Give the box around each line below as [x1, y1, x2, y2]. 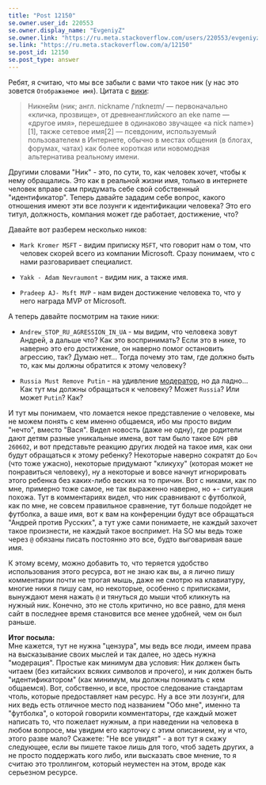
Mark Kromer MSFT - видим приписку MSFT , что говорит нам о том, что [19, 239, 251, 250]
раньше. [8, 617, 37, 626]
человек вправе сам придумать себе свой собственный [8, 184, 199, 193]
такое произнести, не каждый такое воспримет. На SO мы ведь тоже [8, 526, 243, 535]
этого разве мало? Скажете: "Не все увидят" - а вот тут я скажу [8, 733, 227, 743]
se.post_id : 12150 [8, 48, 69, 56]
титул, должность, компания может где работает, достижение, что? [8, 209, 239, 219]
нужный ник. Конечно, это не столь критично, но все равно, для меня [8, 600, 245, 610]
